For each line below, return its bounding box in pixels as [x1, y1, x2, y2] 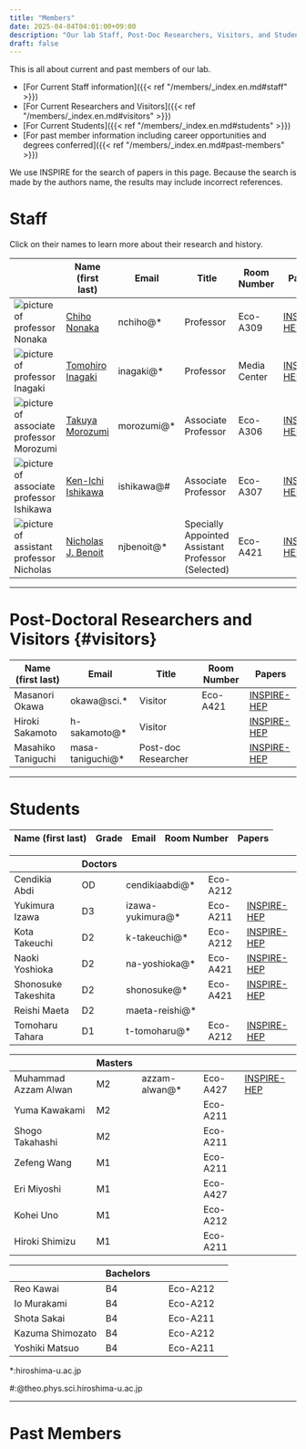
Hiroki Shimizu [14, 1235, 76, 1248]
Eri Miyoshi [14, 1183, 62, 1195]
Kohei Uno [14, 1209, 59, 1222]
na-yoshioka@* [126, 957, 196, 970]
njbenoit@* [117, 540, 168, 553]
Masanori [14, 689, 55, 702]
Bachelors [105, 1267, 151, 1280]
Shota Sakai [14, 1312, 66, 1325]
